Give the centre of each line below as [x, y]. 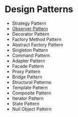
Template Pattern [30, 87]
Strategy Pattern [29, 23]
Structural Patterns [31, 82]
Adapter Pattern [29, 61]
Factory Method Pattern [37, 39]
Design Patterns [39, 9]
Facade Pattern [28, 66]
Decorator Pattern [31, 34]
